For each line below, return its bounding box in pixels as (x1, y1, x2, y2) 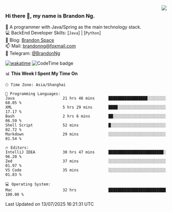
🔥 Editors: (5, 145, 29, 150)
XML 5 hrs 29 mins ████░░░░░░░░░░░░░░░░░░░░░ (5, 105, 166, 110)
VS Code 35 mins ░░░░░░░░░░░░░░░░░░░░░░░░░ (5, 168, 166, 173)
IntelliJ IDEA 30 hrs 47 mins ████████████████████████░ (5, 150, 166, 155)
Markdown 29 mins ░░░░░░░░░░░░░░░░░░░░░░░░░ (5, 132, 166, 137)
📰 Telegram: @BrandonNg (5, 50, 60, 56)
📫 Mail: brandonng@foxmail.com (5, 43, 76, 49)
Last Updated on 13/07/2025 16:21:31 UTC (5, 201, 94, 207)
